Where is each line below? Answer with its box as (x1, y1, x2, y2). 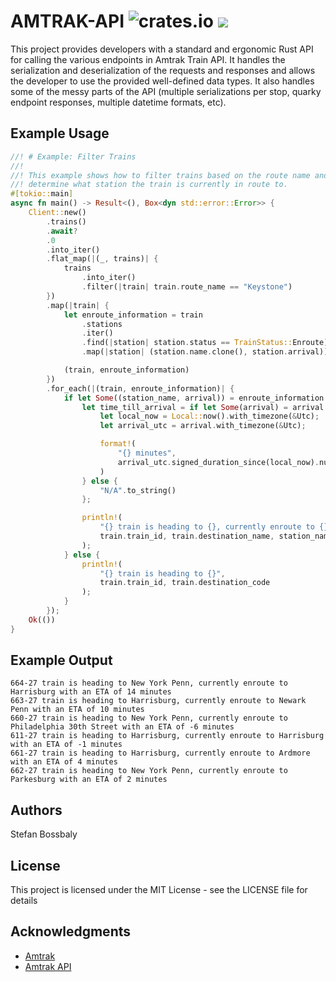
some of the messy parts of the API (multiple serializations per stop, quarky (10, 85, 322, 97)
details (10, 895, 38, 907)
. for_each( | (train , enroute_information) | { (46, 383, 235, 394)
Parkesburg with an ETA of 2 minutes (10, 775, 168, 785)
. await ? (46, 226, 78, 236)
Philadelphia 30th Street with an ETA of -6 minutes (10, 722, 235, 732)
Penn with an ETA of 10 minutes (10, 705, 145, 715)
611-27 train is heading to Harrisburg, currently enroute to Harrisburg (10, 731, 325, 741)
